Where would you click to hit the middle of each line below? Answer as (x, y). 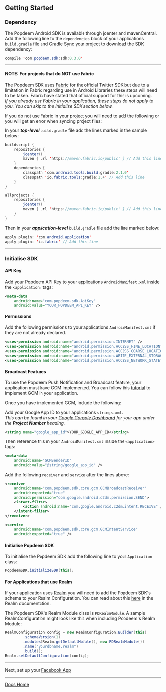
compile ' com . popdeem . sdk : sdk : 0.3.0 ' (44, 58)
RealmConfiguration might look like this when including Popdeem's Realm (80, 618)
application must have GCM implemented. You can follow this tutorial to (78, 388)
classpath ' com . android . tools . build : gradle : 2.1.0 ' (76, 173)
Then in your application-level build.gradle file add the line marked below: (82, 228)
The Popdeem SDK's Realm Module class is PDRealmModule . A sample (75, 613)
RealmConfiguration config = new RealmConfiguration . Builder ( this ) (76, 633)
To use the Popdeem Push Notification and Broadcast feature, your (73, 383)
